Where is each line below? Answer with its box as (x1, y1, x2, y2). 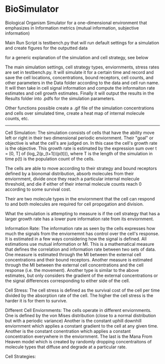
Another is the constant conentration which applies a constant (5, 328, 131, 334)
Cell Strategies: (5, 353, 36, 359)
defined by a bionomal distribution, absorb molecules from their (5, 170, 134, 176)
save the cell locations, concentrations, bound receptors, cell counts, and (5, 74, 154, 80)
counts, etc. (5, 115, 29, 121)
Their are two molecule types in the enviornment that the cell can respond (5, 196, 155, 201)
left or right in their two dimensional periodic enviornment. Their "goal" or (5, 134, 154, 141)
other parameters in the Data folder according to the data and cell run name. (5, 80, 160, 86)
